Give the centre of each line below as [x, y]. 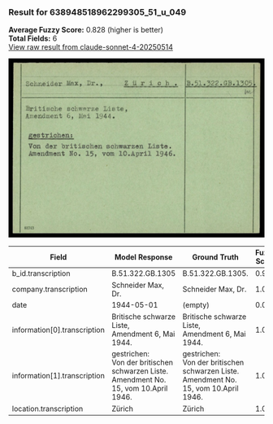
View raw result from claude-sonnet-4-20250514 [91, 47]
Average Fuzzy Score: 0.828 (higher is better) [86, 30]
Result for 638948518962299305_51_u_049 [97, 12]
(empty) [196, 305]
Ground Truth [216, 257]
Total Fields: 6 [33, 38]
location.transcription [48, 409]
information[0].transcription [58, 330]
